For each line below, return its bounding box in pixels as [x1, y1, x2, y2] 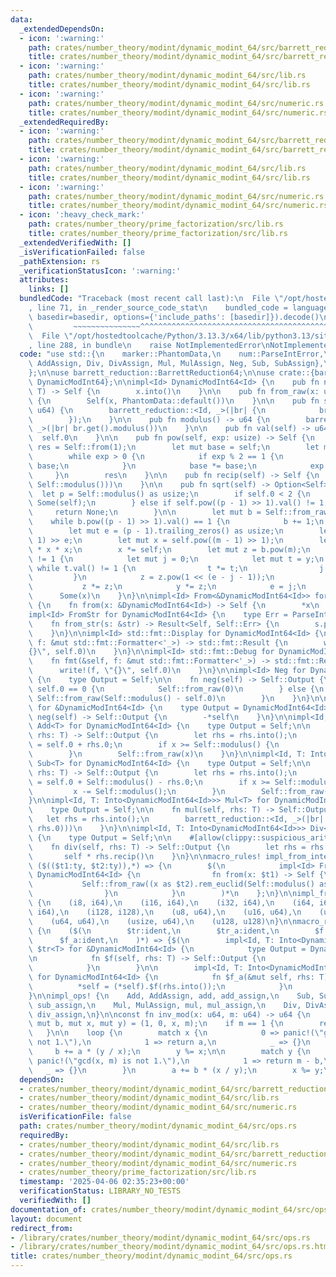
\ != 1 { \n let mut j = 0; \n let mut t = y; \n [28, 554, 325, 564]
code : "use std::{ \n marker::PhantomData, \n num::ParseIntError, [19, 349, 325, 360]
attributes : [19, 275, 70, 285]
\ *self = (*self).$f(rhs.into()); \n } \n [28, 981, 293, 991]
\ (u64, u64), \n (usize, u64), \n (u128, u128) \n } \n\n [28, 916, 298, 926]
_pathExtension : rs [19, 256, 101, 266]
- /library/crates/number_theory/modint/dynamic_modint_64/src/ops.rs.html [10, 1242, 333, 1252]
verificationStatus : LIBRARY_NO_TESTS [19, 1186, 182, 1196]
